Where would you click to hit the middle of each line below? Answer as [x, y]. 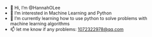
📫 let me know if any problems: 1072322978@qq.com [67, 29]
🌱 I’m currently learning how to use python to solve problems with [79, 18]
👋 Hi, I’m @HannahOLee [35, 8]
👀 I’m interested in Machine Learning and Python [61, 13]
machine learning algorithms [40, 23]
